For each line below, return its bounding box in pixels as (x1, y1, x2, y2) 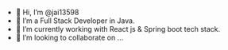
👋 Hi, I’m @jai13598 (15, 8, 79, 17)
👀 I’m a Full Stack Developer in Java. (15, 16, 135, 25)
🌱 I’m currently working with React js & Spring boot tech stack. (15, 25, 221, 33)
